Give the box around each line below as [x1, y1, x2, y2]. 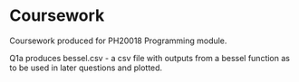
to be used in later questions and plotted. [9, 62, 163, 73]
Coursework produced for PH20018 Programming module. [9, 35, 227, 46]
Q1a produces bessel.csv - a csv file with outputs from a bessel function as [9, 52, 290, 63]
